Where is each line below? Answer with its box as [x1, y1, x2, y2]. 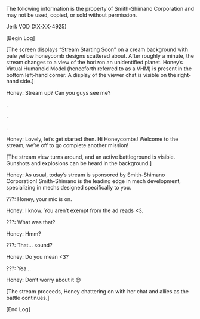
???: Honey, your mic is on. [6, 196, 73, 202]
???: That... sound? [6, 241, 53, 249]
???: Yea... [6, 265, 32, 272]
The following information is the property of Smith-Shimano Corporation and [6, 5, 195, 12]
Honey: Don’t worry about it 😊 [6, 277, 82, 283]
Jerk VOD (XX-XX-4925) [6, 23, 67, 30]
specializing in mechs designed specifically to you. [6, 184, 131, 191]
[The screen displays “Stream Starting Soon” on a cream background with [6, 46, 188, 53]
